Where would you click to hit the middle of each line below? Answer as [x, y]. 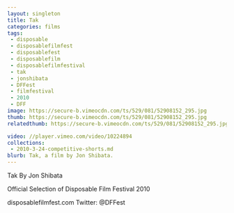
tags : [15, 33]
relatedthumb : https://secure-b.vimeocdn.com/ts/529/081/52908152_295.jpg [118, 124]
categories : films [34, 26]
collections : [26, 143]
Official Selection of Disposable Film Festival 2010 [79, 189]
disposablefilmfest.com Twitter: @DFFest [66, 202]
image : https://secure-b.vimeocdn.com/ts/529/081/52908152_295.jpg [107, 111]
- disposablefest [35, 53]
